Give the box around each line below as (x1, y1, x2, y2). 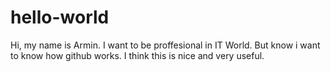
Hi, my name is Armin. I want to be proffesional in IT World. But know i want (10, 39, 321, 51)
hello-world (10, 6, 110, 29)
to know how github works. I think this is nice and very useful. (10, 49, 265, 61)
